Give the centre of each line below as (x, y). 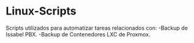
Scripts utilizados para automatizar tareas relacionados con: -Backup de (97, 28)
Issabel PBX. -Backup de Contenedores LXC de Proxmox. (78, 34)
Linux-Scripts (41, 11)
